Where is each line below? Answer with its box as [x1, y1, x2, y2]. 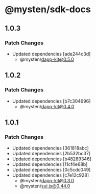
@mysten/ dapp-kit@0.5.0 [19, 56, 75, 62]
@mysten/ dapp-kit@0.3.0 [19, 178, 75, 184]
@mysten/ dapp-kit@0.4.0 [19, 103, 75, 109]
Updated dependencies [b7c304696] [12, 98, 91, 104]
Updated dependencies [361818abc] [12, 145, 89, 151]
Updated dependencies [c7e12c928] [12, 172, 89, 178]
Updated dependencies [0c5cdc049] [12, 167, 91, 173]
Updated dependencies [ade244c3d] [12, 51, 91, 57]
